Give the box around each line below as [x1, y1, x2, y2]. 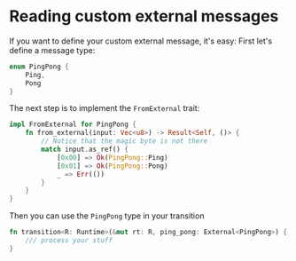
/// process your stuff [25, 236, 113, 245]
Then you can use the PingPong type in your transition [9, 210, 205, 221]
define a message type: [9, 44, 96, 55]
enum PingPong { [9, 62, 69, 71]
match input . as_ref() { [41, 145, 129, 154]
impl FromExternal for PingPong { [9, 120, 137, 130]
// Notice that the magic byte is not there [41, 137, 208, 146]
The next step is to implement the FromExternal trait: [9, 103, 200, 114]
